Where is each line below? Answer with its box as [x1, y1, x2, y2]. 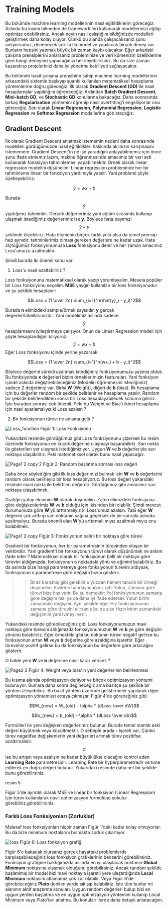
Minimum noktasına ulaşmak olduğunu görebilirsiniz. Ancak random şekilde [5, 865, 162, 871]
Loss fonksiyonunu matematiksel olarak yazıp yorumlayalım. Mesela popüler [5, 277, 162, 283]
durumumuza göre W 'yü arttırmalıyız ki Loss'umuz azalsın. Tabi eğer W [5, 507, 153, 513]
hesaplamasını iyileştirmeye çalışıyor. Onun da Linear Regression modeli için [5, 328, 162, 334]
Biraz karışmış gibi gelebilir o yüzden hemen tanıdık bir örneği [30, 579, 158, 585]
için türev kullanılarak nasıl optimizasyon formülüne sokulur [5, 794, 127, 800]
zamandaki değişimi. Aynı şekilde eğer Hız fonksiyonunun [30, 600, 149, 606]
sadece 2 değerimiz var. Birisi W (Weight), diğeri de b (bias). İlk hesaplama [5, 385, 159, 391]
